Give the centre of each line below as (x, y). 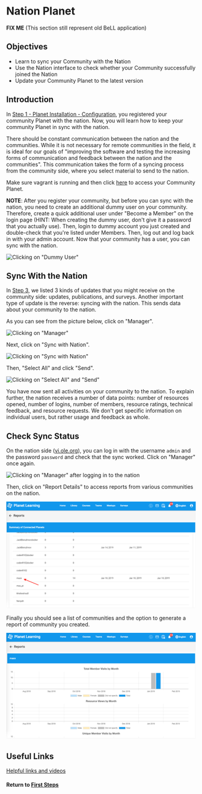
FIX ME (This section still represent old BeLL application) (76, 28)
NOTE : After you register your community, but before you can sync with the (100, 200)
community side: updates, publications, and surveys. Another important (95, 297)
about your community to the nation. (51, 310)
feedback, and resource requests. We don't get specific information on (94, 411)
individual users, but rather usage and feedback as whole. (78, 417)
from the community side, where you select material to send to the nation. (98, 171)
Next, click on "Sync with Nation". (48, 345)
